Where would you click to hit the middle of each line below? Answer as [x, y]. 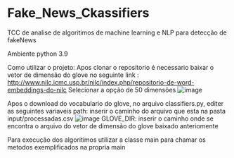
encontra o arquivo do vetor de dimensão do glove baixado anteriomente [113, 126]
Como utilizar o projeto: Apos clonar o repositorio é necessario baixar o [111, 67]
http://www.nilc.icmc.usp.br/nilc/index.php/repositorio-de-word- [101, 82]
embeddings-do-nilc [37, 90]
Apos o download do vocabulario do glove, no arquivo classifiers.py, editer [115, 103]
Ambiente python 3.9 [38, 54]
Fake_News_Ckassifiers [78, 13]
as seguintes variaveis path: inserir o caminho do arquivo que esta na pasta [117, 111]
